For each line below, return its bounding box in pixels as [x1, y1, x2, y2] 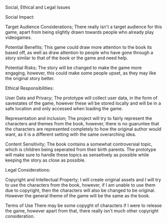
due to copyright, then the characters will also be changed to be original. [5, 187, 155, 193]
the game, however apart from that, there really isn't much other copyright [5, 208, 159, 213]
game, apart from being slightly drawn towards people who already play [5, 29, 154, 35]
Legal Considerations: [5, 167, 51, 173]
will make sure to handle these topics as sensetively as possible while [5, 152, 149, 158]
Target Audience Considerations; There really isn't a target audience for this [5, 24, 162, 30]
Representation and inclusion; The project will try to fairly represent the [5, 115, 152, 121]
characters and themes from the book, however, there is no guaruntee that [5, 121, 159, 126]
